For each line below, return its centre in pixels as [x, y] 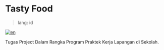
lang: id [25, 22]
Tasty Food [29, 9]
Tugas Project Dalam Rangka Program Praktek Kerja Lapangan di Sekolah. [82, 42]
